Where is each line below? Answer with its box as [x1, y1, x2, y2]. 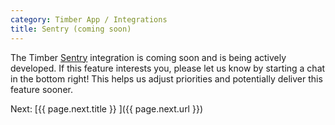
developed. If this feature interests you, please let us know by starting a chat [10, 62, 326, 74]
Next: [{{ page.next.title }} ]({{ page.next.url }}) [10, 102, 203, 115]
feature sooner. [10, 83, 73, 95]
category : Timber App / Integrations [10, 14, 168, 25]
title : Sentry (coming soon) [10, 24, 132, 34]
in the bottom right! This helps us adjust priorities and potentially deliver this [10, 72, 323, 85]
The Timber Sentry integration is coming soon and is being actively [10, 51, 287, 63]
